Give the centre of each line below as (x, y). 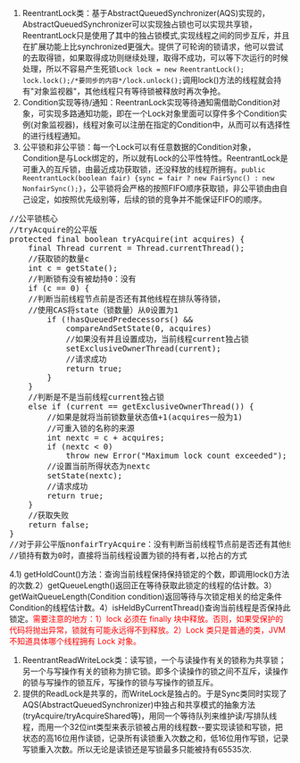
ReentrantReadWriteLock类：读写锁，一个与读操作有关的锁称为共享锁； (154, 660)
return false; (59, 525)
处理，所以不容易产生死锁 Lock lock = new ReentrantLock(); (133, 69)
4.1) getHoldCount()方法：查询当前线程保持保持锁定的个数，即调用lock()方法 (150, 574)
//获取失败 (49, 515)
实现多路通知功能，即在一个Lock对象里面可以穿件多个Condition (162, 113)
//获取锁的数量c (59, 258)
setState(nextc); (85, 476)
